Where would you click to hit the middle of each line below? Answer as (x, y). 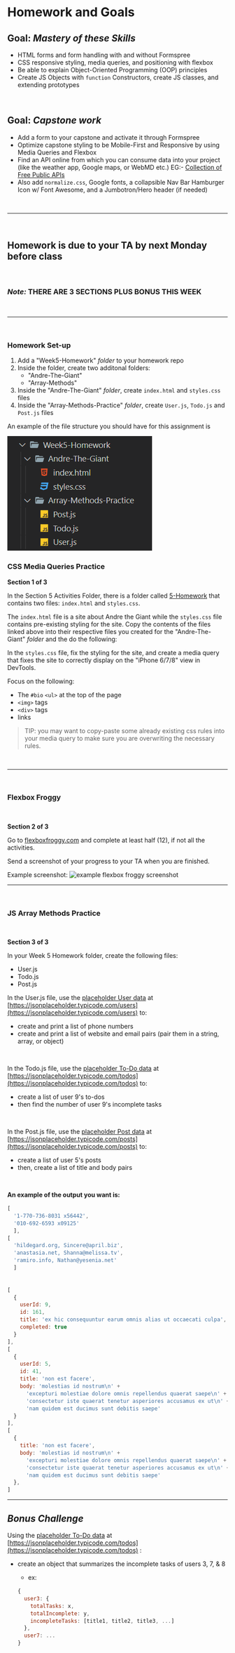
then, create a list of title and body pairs (75, 1168)
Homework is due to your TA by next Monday (107, 245)
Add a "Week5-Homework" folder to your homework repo (100, 361)
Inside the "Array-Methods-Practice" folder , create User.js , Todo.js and (121, 405)
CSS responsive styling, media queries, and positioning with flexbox (115, 62)
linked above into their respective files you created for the (90, 631)
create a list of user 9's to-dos (61, 1097)
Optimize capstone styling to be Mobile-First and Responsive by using (119, 145)
